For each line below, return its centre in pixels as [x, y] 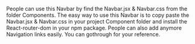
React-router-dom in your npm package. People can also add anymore [94, 28]
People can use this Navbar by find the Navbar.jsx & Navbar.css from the [97, 9]
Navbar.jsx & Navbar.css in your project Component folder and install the [97, 21]
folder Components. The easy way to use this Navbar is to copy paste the [98, 15]
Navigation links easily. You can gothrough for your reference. [83, 34]
